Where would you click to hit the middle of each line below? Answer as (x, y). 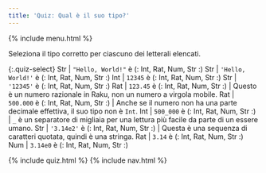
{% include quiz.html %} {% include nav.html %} (88, 160)
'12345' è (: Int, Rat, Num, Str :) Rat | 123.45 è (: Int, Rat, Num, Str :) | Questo (133, 86)
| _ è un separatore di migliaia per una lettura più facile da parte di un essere (133, 119)
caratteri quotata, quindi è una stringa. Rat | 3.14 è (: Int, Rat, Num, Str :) (126, 136)
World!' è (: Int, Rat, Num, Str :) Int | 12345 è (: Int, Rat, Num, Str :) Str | (123, 77)
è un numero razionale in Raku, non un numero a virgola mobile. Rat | (121, 94)
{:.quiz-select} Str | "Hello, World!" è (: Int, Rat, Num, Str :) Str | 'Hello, (127, 69)
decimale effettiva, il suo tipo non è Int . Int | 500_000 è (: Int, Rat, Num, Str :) (132, 111)
